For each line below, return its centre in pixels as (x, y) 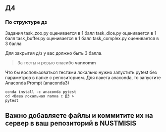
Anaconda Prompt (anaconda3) (37, 83)
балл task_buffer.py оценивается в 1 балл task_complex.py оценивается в (82, 38)
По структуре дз (26, 22)
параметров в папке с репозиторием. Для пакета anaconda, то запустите (83, 77)
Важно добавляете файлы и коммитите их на (79, 116)
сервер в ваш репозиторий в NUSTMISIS (71, 123)
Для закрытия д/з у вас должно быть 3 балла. (54, 53)
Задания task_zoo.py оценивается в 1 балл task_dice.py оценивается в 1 (81, 33)
